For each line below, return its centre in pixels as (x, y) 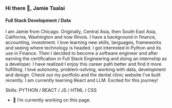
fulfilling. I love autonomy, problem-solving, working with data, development (85, 70)
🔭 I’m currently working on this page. (52, 100)
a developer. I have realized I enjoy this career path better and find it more (83, 64)
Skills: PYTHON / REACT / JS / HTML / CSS (51, 90)
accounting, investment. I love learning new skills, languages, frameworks (83, 42)
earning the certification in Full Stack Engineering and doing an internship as (86, 59)
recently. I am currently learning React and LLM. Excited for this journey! (82, 80)
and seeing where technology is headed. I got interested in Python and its (83, 48)
